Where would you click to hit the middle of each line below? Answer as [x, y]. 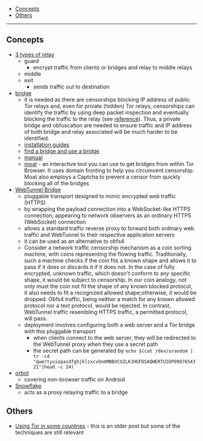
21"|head [44, 367]
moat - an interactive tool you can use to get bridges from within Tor [109, 164]
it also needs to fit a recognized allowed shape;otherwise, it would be [110, 293]
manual [33, 157]
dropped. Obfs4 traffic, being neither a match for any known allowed [109, 299]
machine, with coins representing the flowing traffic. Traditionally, [105, 254]
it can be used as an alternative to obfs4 [74, 241]
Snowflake [28, 386]
